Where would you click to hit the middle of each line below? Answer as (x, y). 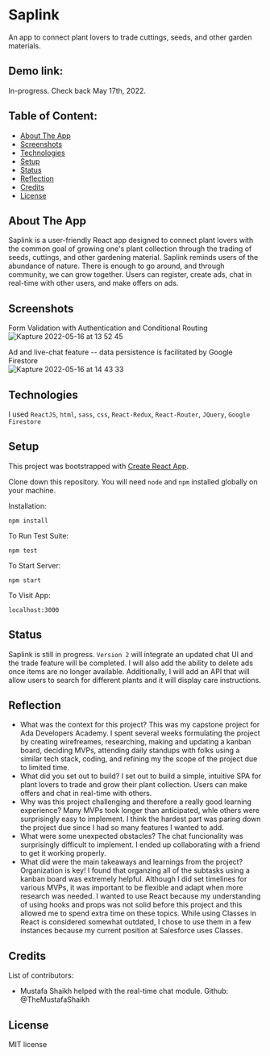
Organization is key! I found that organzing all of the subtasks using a (135, 870)
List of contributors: (41, 975)
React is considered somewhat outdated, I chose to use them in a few (135, 922)
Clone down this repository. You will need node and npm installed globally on (133, 481)
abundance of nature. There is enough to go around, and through (116, 266)
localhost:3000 (34, 610)
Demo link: (36, 71)
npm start (25, 580)
